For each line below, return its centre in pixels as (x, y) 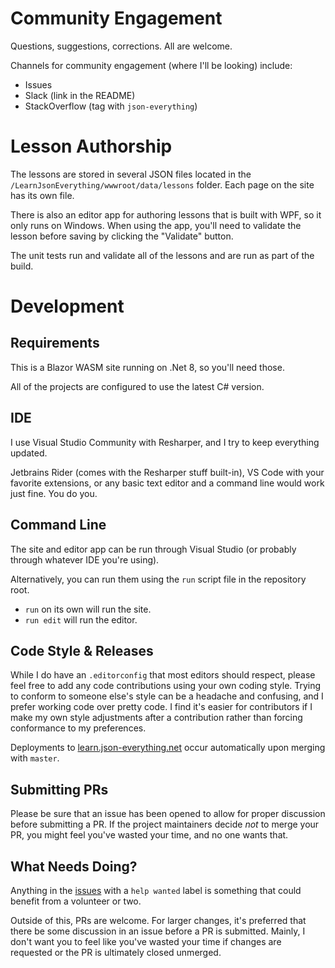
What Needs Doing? (74, 866)
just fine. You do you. (54, 493)
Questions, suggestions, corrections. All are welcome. (121, 46)
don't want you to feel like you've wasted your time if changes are (146, 941)
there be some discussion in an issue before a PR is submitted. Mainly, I (158, 931)
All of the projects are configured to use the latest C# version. (137, 386)
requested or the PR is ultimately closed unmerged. (116, 952)
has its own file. (42, 195)
